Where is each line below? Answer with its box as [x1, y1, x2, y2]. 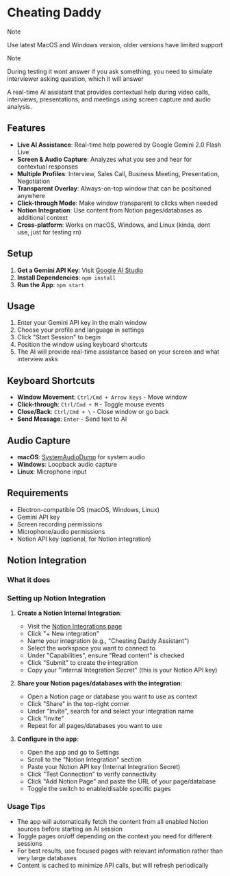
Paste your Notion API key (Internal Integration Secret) [27, 763, 181, 771]
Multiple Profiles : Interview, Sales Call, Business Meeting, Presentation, [16, 169, 220, 178]
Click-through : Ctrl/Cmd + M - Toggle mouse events [16, 400, 165, 409]
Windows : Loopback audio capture [16, 461, 118, 468]
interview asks [16, 355, 58, 363]
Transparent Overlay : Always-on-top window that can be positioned [16, 184, 212, 193]
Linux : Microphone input [16, 467, 87, 476]
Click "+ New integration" [27, 629, 99, 638]
